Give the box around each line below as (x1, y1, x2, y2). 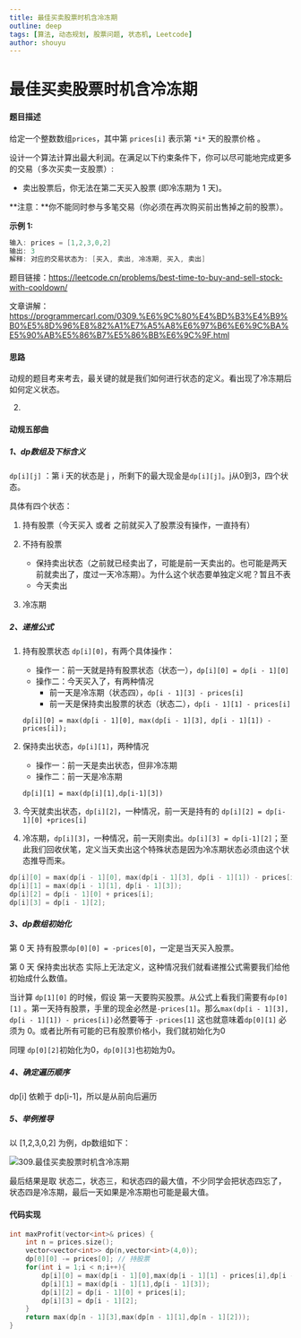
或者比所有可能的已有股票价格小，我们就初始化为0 (39, 1025, 226, 1036)
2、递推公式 (9, 621, 54, 632)
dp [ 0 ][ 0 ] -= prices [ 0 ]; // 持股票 (25, 1255, 150, 1264)
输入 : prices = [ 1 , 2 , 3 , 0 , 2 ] (9, 238, 112, 247)
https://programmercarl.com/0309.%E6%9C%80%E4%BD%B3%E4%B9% (9, 311, 288, 322)
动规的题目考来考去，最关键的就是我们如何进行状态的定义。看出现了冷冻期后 (9, 373, 292, 384)
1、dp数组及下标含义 (9, 445, 86, 457)
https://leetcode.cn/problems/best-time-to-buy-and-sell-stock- (48, 272, 284, 283)
